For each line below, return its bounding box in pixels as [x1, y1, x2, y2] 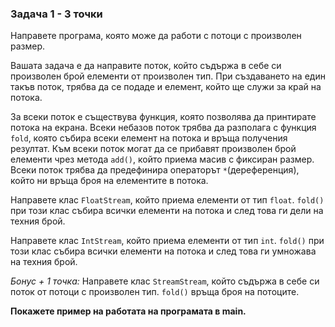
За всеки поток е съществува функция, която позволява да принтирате [10, 111, 317, 123]
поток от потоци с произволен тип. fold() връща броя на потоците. [10, 286, 300, 298]
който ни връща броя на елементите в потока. [10, 175, 209, 187]
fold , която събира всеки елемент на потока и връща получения [10, 132, 288, 144]
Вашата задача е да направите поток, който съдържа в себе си [10, 60, 282, 72]
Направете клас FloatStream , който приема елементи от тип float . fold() [10, 194, 325, 206]
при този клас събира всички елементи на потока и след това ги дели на [10, 205, 324, 217]
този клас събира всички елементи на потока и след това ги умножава [10, 245, 317, 257]
